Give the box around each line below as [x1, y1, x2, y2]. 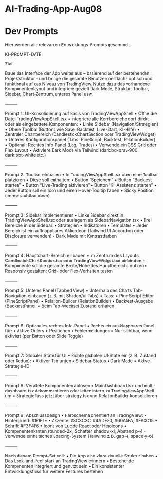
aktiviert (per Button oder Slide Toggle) [5, 333, 83, 339]
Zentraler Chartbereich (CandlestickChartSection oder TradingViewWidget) [5, 131, 156, 137]
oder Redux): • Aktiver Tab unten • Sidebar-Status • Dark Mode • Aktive [5, 358, 150, 364]
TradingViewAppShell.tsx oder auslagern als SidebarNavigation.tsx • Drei [5, 218, 152, 223]
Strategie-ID [5, 363, 30, 369]
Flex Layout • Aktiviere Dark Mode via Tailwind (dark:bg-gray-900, [5, 147, 139, 153]
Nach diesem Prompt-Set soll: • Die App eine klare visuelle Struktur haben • [5, 453, 158, 459]
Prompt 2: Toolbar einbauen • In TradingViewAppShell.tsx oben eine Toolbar [5, 172, 158, 178]
